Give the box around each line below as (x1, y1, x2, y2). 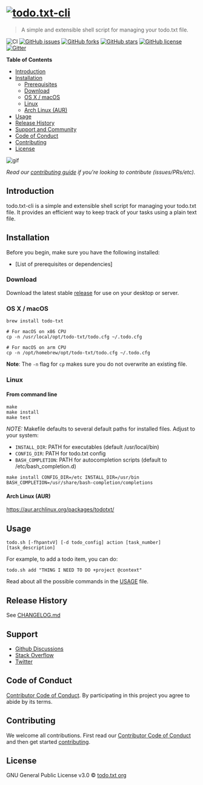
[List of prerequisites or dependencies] (15, 260, 113, 268)
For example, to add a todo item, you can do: (6, 555, 118, 563)
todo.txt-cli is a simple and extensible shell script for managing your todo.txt (6, 202, 197, 209)
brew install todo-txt (6, 318, 64, 324)
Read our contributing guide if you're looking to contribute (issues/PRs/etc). (6, 168, 196, 176)
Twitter (15, 658, 33, 665)
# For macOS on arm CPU (6, 345, 67, 351)
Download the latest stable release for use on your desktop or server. (6, 289, 179, 296)
